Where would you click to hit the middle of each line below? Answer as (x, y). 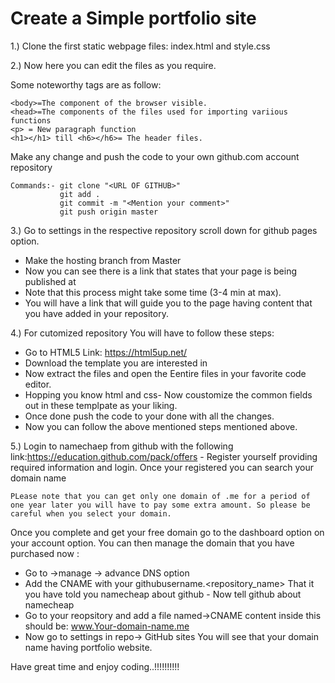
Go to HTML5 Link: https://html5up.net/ (106, 352)
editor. (38, 384)
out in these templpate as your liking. (101, 405)
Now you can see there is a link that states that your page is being (161, 271)
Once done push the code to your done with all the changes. (149, 416)
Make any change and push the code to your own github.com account (155, 156)
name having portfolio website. (88, 647)
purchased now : (45, 553)
